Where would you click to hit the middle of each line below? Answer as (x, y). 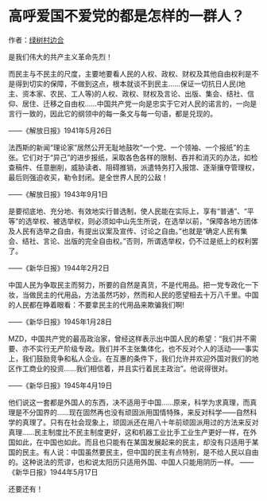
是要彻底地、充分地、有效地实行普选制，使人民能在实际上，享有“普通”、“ (128, 211)
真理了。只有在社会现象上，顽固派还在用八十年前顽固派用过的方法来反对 (140, 422)
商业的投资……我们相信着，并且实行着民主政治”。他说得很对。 (131, 368)
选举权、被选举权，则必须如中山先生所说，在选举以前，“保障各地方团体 (141, 221)
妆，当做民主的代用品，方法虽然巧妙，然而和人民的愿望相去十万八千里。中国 (133, 295)
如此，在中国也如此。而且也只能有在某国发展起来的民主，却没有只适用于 (133, 442)
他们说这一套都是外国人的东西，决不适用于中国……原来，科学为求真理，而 (129, 402)
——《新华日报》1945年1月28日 (60, 321)
